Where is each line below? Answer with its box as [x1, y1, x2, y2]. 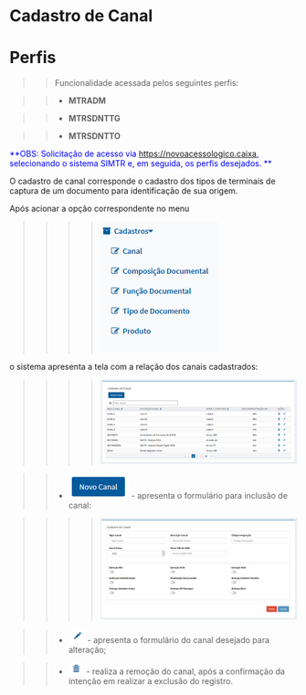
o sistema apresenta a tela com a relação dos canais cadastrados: [9, 362, 259, 373]
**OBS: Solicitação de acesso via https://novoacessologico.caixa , [9, 148, 259, 160]
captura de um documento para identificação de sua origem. [9, 185, 238, 196]
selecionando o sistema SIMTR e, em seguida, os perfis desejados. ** [9, 158, 272, 169]
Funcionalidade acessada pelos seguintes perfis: [54, 78, 239, 89]
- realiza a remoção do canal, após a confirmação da [86, 666, 286, 677]
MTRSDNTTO [68, 131, 121, 142]
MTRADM [68, 95, 107, 106]
